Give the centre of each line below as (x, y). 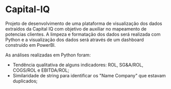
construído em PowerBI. (31, 45)
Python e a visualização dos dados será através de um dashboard (75, 40)
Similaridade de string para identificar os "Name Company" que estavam (89, 75)
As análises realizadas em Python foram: (48, 55)
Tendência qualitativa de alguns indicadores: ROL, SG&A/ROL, (78, 65)
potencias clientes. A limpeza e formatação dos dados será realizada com (83, 34)
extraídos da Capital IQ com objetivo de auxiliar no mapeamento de (76, 28)
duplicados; (25, 81)
